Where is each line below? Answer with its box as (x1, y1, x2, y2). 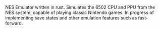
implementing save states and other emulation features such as (5, 15, 137, 20)
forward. (5, 20, 23, 26)
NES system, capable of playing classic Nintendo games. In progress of (5, 9, 154, 15)
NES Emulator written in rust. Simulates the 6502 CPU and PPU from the (5, 4, 155, 10)
